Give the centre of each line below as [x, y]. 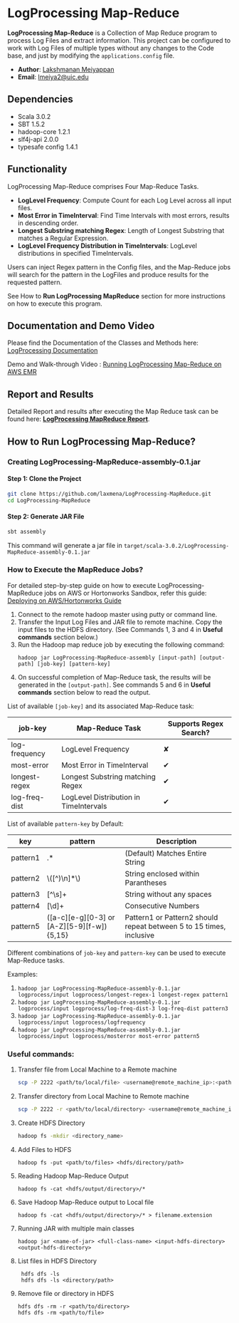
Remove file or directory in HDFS [66, 1293]
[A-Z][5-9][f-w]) [77, 926]
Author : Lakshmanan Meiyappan [66, 69]
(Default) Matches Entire [166, 853]
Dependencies [40, 99]
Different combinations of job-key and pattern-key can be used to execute [117, 953]
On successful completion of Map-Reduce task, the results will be [114, 677]
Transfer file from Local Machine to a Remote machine [97, 1069]
